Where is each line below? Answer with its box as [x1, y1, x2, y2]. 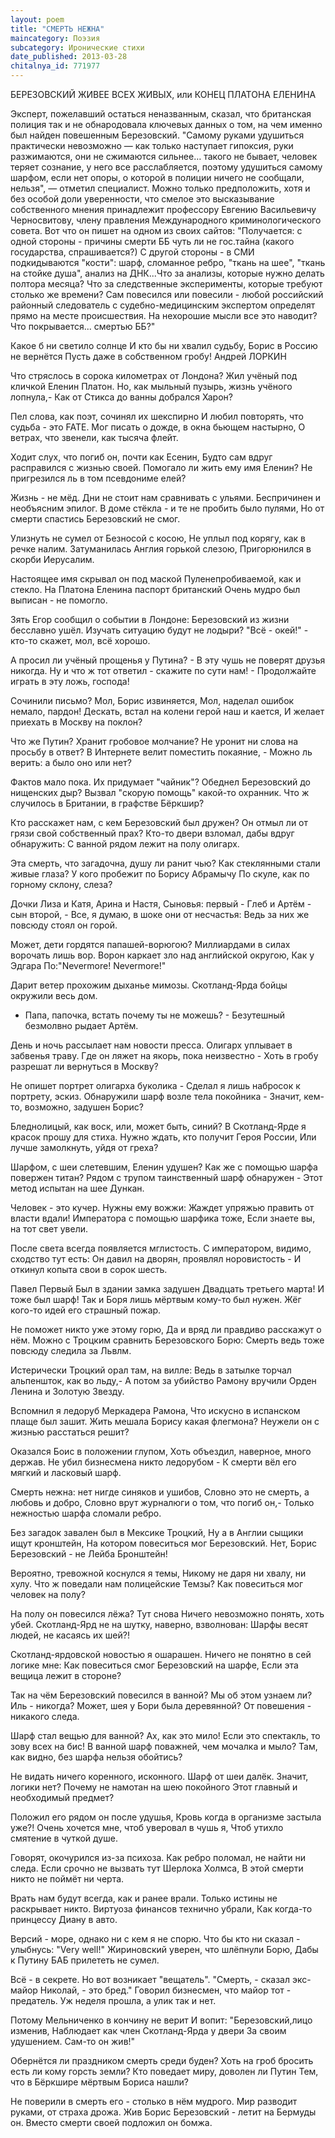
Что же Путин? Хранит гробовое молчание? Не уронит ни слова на [10, 736, 299, 747]
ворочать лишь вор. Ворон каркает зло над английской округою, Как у [10, 949, 315, 961]
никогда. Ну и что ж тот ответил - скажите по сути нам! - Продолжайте [10, 665, 317, 676]
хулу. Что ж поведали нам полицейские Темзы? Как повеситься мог [10, 1578, 304, 1590]
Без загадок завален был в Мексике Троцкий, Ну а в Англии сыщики [10, 1527, 304, 1538]
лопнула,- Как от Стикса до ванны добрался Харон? [10, 391, 233, 403]
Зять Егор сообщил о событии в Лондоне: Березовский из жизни [10, 614, 290, 625]
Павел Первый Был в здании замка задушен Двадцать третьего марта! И [10, 1283, 325, 1295]
